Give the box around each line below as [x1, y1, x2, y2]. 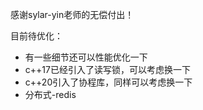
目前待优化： [10, 30, 63, 42]
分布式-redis [24, 89, 77, 100]
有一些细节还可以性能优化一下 [24, 51, 148, 63]
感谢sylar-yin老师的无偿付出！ [10, 9, 135, 20]
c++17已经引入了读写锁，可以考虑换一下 [24, 64, 191, 75]
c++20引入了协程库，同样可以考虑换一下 [24, 76, 193, 88]
